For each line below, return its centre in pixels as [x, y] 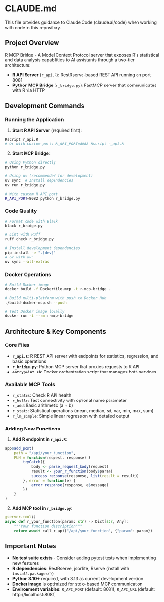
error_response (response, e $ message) [70, 485]
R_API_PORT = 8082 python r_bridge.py [42, 199]
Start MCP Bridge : [31, 153]
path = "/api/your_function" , [45, 453]
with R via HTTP [28, 90]
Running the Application [35, 120]
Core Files [17, 345]
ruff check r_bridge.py [29, 239]
